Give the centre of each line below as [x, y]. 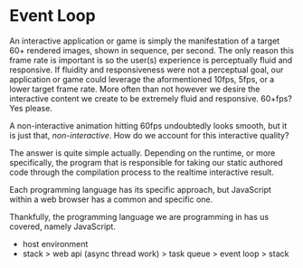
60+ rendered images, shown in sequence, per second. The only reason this [152, 50]
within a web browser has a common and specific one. [111, 199]
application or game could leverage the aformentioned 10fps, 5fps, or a [142, 79]
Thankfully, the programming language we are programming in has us [139, 216]
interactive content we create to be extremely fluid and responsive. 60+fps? [151, 98]
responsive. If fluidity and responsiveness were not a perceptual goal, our [147, 70]
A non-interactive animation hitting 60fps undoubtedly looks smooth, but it [148, 125]
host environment [55, 244]
